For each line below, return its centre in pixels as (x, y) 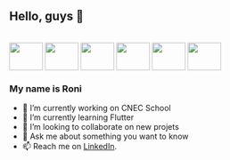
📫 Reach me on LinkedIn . (70, 147)
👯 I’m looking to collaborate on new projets (101, 127)
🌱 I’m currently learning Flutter (78, 117)
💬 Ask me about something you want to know (105, 136)
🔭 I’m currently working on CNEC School (96, 108)
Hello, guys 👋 (47, 16)
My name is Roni (46, 88)
